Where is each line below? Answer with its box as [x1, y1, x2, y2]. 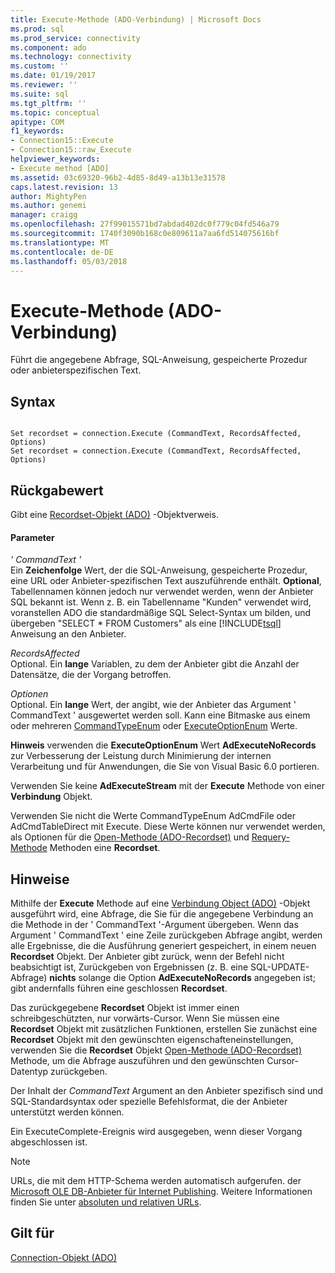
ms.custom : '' [10, 61, 70, 71]
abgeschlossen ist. [10, 1136, 88, 1148]
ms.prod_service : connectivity [10, 33, 141, 43]
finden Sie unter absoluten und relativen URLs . [10, 1196, 202, 1208]
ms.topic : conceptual [10, 107, 101, 118]
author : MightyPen [10, 191, 87, 201]
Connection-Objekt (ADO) [10, 1251, 118, 1263]
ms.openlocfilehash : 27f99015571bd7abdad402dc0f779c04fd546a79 [10, 219, 280, 230]
